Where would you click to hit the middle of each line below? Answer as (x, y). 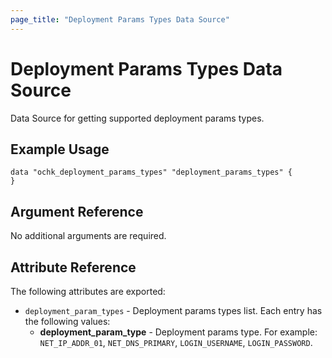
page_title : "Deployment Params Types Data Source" (120, 19)
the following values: (67, 321)
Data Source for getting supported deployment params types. (137, 118)
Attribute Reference (73, 267)
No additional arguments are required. (88, 236)
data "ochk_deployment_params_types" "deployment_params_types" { (151, 172)
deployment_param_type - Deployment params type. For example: (178, 332)
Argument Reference (77, 211)
